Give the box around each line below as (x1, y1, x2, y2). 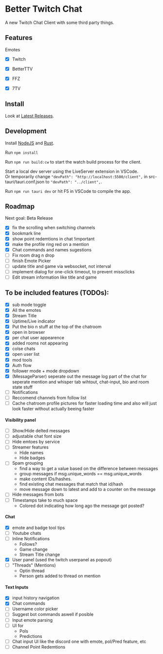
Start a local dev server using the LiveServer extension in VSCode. (5, 168, 139, 174)
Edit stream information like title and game (12, 274, 97, 280)
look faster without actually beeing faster (12, 406, 94, 411)
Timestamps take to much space (12, 497, 78, 503)
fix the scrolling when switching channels (12, 225, 95, 230)
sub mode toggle (12, 302, 46, 307)
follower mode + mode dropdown (12, 368, 79, 374)
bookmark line (12, 230, 41, 236)
